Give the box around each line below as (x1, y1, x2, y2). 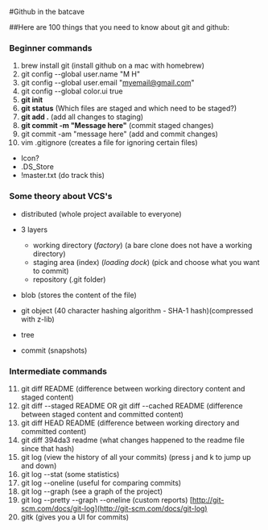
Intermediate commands (9, 366, 108, 377)
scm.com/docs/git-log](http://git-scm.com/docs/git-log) (20, 503, 208, 513)
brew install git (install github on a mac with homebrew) (20, 60, 204, 71)
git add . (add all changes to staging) (20, 112, 144, 122)
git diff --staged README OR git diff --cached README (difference (20, 400, 244, 410)
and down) (20, 461, 57, 470)
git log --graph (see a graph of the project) (20, 487, 163, 496)
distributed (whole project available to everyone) (20, 209, 182, 218)
